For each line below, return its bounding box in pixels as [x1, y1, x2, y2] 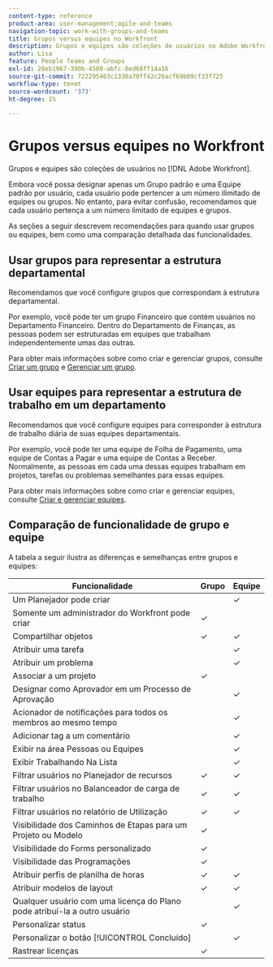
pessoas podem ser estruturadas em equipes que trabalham [8, 330, 211, 339]
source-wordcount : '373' [8, 87, 93, 96]
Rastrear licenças [12, 945, 79, 956]
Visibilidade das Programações [12, 856, 132, 867]
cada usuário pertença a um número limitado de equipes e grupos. [8, 205, 232, 215]
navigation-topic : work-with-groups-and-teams [8, 27, 169, 35]
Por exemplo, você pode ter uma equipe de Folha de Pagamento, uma [8, 444, 242, 454]
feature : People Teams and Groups [8, 58, 126, 66]
